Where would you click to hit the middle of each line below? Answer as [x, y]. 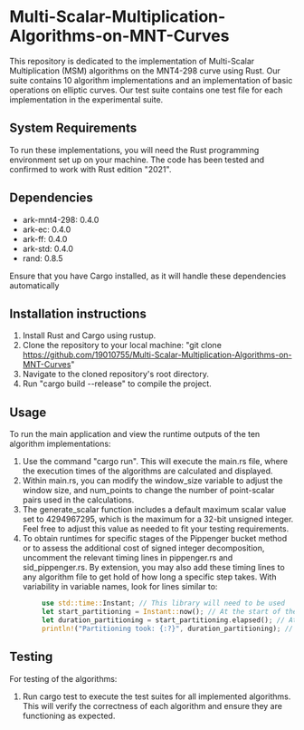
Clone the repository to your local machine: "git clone [122, 346]
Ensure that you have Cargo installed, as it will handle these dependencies [148, 276]
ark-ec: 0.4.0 [47, 229]
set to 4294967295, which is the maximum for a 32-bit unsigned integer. [158, 520]
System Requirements [73, 128]
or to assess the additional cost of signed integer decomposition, [143, 548]
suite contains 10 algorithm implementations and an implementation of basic [151, 80]
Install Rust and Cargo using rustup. [89, 336]
